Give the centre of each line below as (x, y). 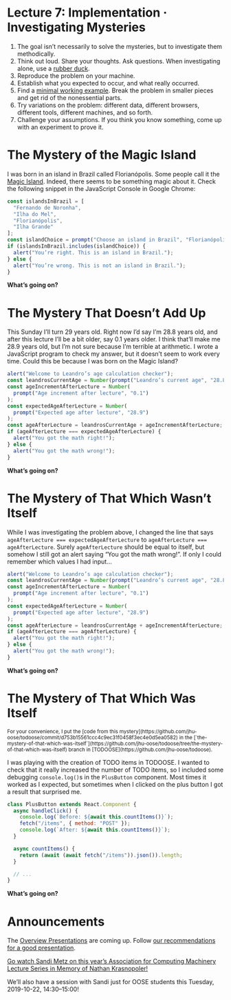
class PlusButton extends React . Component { (72, 804)
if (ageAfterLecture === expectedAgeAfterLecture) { (84, 432)
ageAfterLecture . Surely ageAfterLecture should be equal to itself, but (106, 547)
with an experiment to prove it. (60, 127)
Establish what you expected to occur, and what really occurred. (108, 83)
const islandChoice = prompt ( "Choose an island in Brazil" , (95, 240)
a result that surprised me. (45, 792)
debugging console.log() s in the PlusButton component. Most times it (107, 777)
